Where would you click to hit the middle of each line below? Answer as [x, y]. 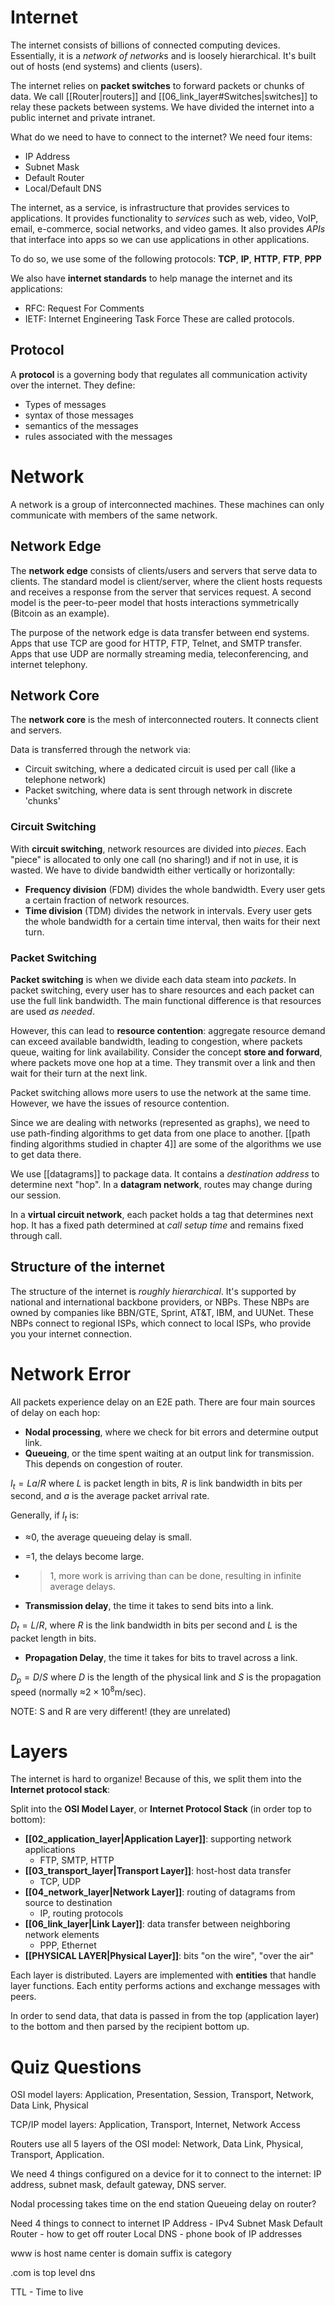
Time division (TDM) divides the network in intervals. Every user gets [168, 910]
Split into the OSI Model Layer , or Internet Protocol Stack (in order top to [161, 1809]
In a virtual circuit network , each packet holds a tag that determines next [162, 1214]
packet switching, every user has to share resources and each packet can [162, 990]
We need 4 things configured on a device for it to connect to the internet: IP [166, 2174]
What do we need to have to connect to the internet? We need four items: [161, 137]
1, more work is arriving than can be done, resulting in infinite [175, 1576]
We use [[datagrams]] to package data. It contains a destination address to [165, 1173]
